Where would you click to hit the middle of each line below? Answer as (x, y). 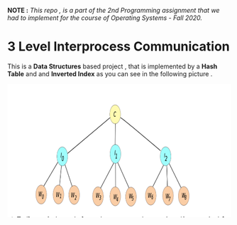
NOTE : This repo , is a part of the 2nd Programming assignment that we (114, 10)
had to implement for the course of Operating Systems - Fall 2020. (105, 18)
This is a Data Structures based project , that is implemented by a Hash (112, 66)
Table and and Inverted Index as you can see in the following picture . (110, 73)
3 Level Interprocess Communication (119, 47)
